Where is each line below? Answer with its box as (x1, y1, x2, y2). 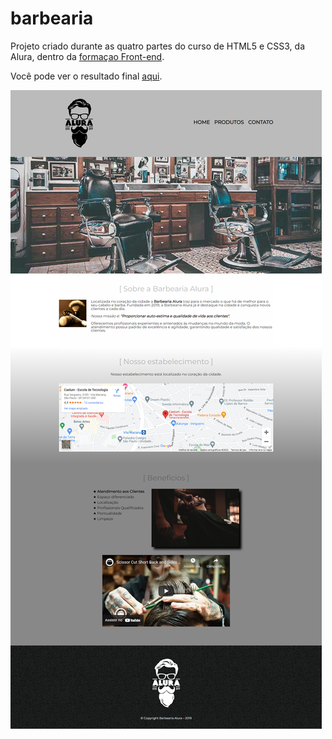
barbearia (10, 7, 94, 30)
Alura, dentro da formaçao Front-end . (10, 50, 165, 62)
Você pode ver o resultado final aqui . (10, 70, 163, 82)
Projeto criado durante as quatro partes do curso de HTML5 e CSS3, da (10, 40, 306, 52)
